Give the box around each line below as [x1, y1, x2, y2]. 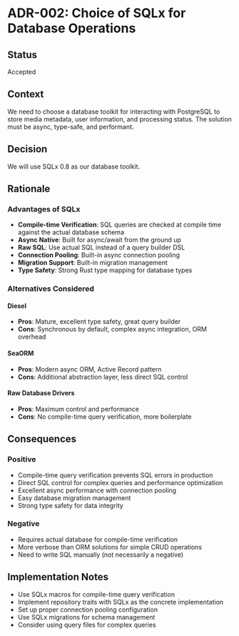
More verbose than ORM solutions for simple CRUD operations [17, 542, 202, 551]
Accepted [7, 68, 36, 76]
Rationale [7, 183, 51, 195]
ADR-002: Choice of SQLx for [7, 5, 186, 21]
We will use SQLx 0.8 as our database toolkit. [7, 162, 141, 171]
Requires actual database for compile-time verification [17, 535, 178, 544]
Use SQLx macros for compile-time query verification [17, 590, 176, 598]
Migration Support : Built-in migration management [17, 259, 168, 267]
